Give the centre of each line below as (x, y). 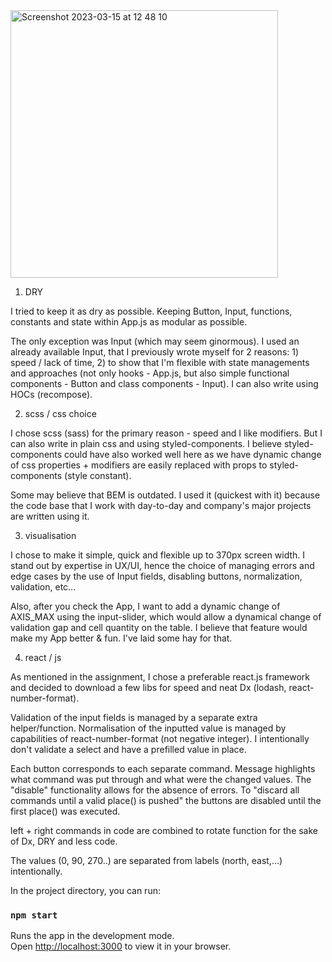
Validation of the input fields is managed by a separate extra (134, 717)
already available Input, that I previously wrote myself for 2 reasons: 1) (155, 352)
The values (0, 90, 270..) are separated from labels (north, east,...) (146, 860)
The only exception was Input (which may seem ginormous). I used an (155, 341)
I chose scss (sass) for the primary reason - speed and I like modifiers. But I (166, 433)
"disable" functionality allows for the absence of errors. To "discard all (155, 790)
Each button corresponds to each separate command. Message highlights (163, 768)
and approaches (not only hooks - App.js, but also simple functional (150, 373)
